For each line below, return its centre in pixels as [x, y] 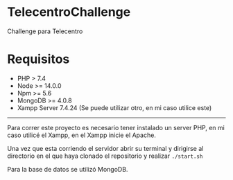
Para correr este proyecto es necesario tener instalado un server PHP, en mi [116, 127]
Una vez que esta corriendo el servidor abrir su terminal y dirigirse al [105, 148]
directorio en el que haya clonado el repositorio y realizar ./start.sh [105, 156]
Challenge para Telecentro [45, 31]
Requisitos [38, 59]
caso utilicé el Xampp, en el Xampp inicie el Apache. [81, 135]
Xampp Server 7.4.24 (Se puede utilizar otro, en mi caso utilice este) [114, 107]
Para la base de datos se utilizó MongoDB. [68, 169]
